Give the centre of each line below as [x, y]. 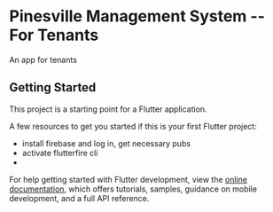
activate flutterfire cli [60, 153]
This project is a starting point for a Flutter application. [108, 109]
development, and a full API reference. [79, 198]
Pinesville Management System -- [137, 16]
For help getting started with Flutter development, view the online [129, 179]
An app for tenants [43, 59]
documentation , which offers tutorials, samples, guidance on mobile [133, 189]
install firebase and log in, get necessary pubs [106, 143]
